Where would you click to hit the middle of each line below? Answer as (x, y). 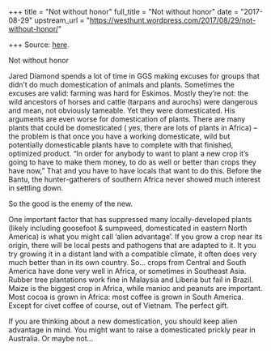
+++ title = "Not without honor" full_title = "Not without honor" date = (123, 12)
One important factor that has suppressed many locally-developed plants (130, 219)
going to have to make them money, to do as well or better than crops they (132, 162)
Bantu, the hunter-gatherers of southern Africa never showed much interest (134, 179)
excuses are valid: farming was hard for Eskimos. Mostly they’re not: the (129, 93)
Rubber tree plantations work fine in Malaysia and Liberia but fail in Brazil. (131, 280)
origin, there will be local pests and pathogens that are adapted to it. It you (132, 245)
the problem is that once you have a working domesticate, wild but (119, 136)
